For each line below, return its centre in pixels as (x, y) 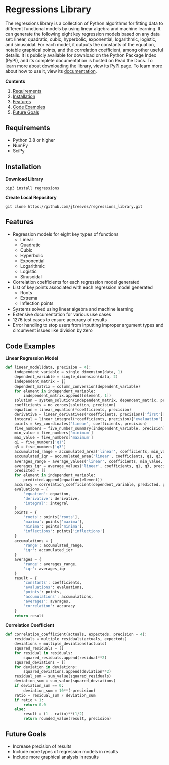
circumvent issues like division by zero (53, 330)
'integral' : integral (46, 503)
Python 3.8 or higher (34, 140)
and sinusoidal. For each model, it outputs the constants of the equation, (80, 44)
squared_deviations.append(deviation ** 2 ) (67, 672)
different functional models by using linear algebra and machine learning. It (83, 28)
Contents (15, 81)
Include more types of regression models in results (65, 751)
